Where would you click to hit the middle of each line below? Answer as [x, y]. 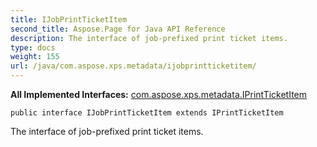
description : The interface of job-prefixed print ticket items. [149, 38]
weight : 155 [35, 57]
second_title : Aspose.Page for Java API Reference [118, 29]
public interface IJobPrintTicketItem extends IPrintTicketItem [147, 113]
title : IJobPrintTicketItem [69, 19]
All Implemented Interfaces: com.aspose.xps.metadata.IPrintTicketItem [159, 94]
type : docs [33, 47]
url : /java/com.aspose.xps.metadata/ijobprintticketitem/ [133, 66]
